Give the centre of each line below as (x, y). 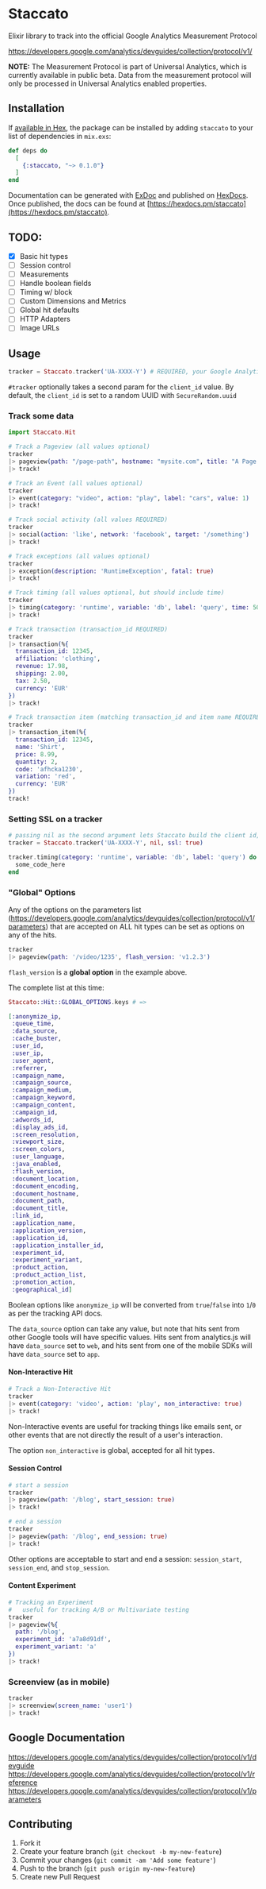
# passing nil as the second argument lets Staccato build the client (127, 836)
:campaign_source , (42, 1083)
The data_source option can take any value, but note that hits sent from (124, 1328)
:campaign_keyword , (44, 1098)
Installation (36, 108)
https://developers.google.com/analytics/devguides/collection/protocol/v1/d (133, 1757)
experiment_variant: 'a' (56, 1647)
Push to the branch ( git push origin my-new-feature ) (107, 1868)
